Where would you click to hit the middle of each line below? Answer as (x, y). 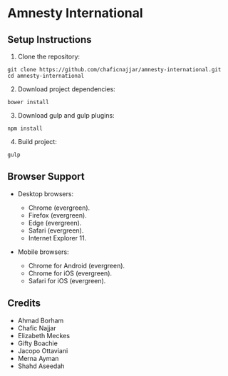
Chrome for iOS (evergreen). (70, 273)
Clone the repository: (49, 56)
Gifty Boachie (38, 343)
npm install (25, 128)
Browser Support (46, 177)
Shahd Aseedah (41, 366)
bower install (28, 102)
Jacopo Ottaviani (43, 350)
